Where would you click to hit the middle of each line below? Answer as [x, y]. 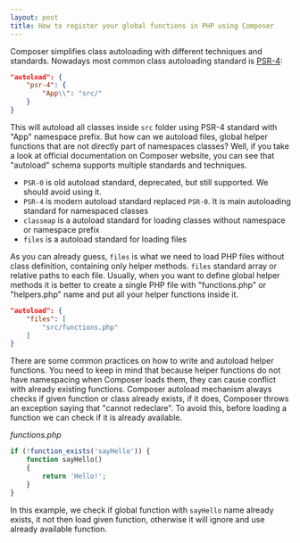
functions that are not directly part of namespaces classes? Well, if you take [150, 146]
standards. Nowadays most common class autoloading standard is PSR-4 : [146, 61]
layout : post [34, 17]
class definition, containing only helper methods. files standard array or [144, 266]
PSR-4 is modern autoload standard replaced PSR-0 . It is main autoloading [157, 201]
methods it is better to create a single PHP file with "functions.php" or [138, 284]
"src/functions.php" [80, 327]
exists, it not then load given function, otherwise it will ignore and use [137, 519]
